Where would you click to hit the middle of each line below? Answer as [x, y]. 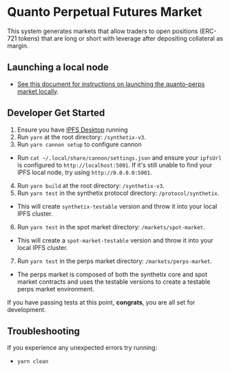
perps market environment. [56, 289]
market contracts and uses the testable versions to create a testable [114, 281]
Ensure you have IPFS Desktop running [73, 130]
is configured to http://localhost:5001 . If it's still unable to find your [115, 165]
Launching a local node [58, 67]
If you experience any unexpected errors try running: [82, 348]
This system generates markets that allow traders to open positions [103, 31]
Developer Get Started [56, 113]
